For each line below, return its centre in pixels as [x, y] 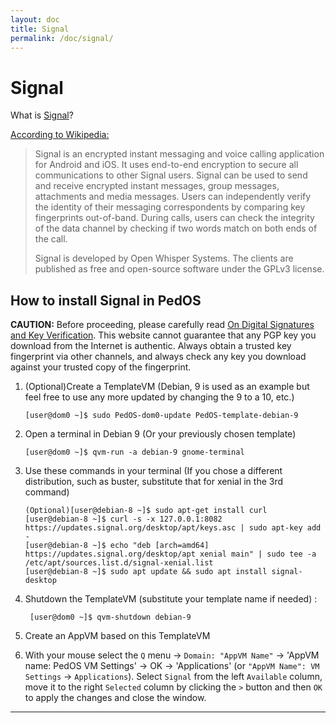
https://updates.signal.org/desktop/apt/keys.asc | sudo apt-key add [173, 528]
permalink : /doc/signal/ [62, 38]
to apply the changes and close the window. [115, 698]
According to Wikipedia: [60, 135]
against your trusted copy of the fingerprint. [101, 367]
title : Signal [40, 29]
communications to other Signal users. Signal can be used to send [171, 175]
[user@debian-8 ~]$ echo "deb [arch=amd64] [117, 546]
